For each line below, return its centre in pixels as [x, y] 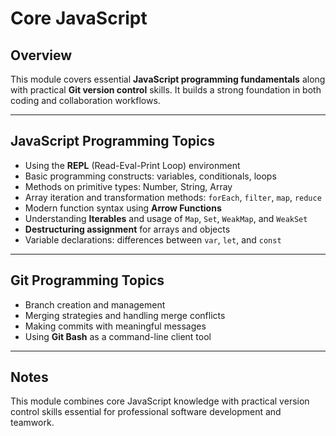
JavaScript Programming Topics [112, 141]
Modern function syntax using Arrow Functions [123, 208]
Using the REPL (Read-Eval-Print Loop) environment [132, 165]
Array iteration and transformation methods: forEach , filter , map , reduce [173, 197]
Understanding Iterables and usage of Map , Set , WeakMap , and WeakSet [166, 218]
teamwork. [32, 423]
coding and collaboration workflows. [85, 100]
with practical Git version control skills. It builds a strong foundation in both [166, 90]
